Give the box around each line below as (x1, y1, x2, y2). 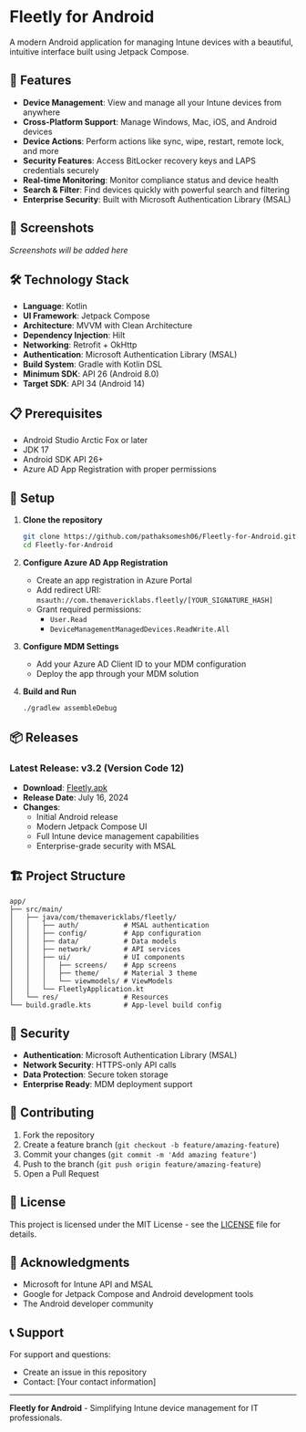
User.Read (49, 615, 87, 624)
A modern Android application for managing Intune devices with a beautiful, (9, 36, 294, 47)
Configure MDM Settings (22, 640, 119, 651)
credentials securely (22, 164, 99, 175)
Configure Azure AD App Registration (22, 556, 168, 567)
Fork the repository (22, 1129, 96, 1140)
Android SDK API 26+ (22, 454, 104, 465)
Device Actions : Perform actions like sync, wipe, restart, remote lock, (22, 135, 285, 147)
